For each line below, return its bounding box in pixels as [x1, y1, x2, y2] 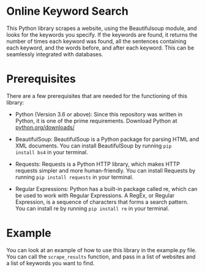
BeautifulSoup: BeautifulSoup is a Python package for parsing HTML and [15, 135, 199, 143]
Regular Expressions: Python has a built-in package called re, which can [15, 185, 198, 192]
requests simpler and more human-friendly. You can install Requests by [15, 166, 196, 174]
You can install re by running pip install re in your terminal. [15, 204, 170, 212]
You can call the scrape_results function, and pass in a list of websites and [6, 253, 196, 260]
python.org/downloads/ [15, 124, 75, 131]
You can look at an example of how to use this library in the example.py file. [6, 246, 197, 253]
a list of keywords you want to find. [6, 259, 95, 267]
